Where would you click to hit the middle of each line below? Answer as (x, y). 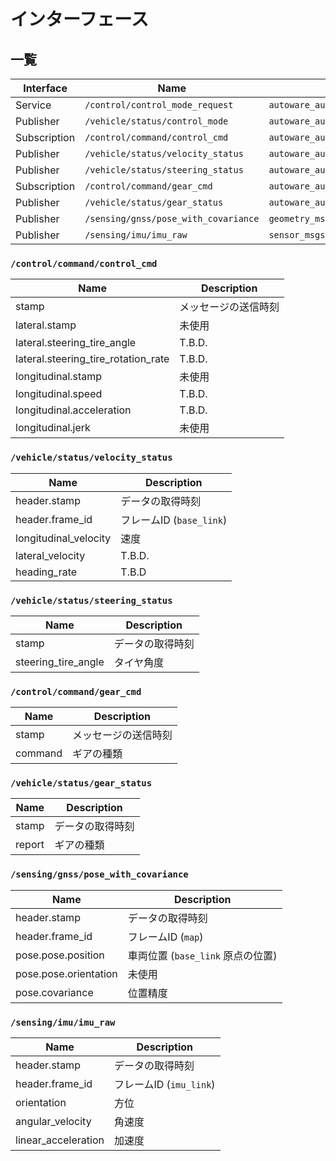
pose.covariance (54, 992)
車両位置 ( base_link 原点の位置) (202, 955)
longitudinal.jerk (53, 428)
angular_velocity (53, 1122)
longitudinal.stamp (59, 377)
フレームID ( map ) (165, 937)
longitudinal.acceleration (73, 410)
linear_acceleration (60, 1140)
